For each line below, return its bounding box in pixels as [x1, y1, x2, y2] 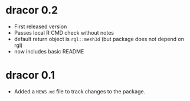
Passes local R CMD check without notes [14, 29, 114, 36]
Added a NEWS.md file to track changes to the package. [14, 87, 146, 95]
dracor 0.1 [5, 69, 55, 82]
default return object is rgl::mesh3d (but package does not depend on [14, 35, 184, 42]
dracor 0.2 [5, 4, 58, 17]
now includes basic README [14, 48, 84, 55]
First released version [14, 23, 67, 30]
